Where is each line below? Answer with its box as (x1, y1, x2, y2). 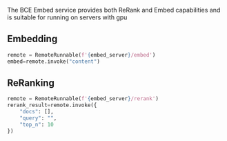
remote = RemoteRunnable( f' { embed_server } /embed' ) (7, 51, 156, 58)
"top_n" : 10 (19, 121, 54, 128)
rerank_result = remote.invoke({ (7, 102, 97, 109)
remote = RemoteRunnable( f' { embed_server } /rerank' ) (7, 95, 159, 102)
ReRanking (7, 77, 55, 88)
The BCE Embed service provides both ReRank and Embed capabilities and (7, 6, 221, 14)
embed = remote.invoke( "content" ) (7, 58, 100, 65)
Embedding (7, 33, 58, 45)
